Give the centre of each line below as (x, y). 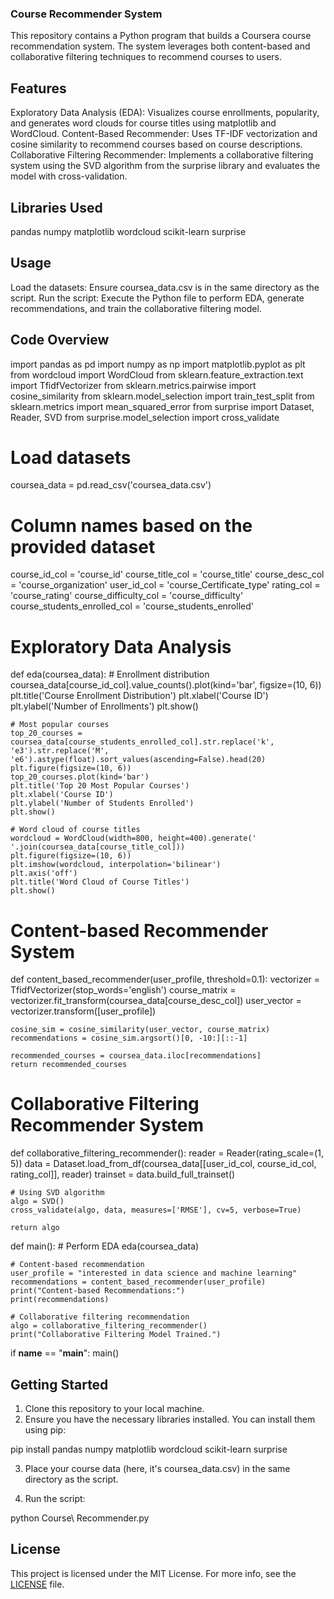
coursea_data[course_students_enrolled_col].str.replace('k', (142, 742)
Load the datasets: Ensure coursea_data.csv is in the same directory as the (165, 287)
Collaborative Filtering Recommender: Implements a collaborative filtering (162, 155)
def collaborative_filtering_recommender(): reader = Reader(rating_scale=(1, (167, 1153)
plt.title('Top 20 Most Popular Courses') (100, 786)
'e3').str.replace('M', (60, 751)
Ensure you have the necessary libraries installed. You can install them (170, 1419)
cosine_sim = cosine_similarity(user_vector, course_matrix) (140, 1030)
